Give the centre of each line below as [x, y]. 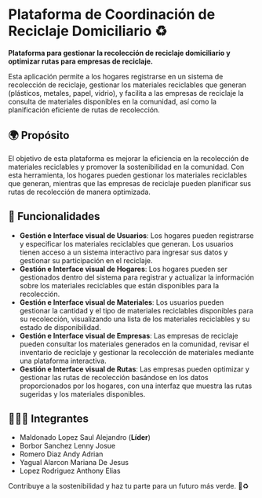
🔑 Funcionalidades [54, 216]
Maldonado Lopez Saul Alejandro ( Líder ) [85, 438]
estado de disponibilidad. [60, 327]
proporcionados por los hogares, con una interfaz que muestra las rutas [136, 386]
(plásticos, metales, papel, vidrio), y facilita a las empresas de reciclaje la [126, 93]
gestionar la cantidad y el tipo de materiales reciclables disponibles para [136, 310]
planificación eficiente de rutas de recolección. [84, 110]
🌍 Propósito [39, 135]
